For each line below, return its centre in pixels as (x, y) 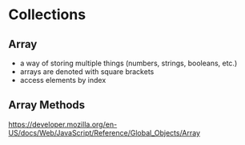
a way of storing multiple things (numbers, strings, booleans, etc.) (129, 63)
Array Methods (47, 105)
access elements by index (63, 80)
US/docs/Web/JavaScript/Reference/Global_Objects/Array (104, 132)
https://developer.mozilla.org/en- (63, 124)
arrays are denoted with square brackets (87, 72)
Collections (47, 15)
